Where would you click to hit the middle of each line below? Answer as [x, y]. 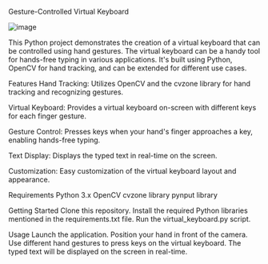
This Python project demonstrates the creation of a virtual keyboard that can [134, 42]
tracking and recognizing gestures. [66, 92]
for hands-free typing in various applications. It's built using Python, [120, 60]
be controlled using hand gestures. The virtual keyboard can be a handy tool [134, 51]
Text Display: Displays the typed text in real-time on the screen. [113, 156]
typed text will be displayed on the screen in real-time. [98, 252]
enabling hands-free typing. [54, 140]
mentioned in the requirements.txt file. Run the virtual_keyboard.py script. [130, 219]
